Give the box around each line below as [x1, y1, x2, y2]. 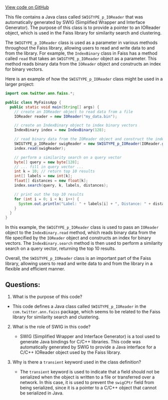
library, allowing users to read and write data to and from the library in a [5, 260, 153, 267]
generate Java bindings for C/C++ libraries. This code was [19, 338, 141, 344]
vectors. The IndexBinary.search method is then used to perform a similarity [5, 240, 162, 246]
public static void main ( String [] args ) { [9, 105, 99, 110]
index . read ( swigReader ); [14, 146, 66, 151]
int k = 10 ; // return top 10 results [14, 169, 95, 174]
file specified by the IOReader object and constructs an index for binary [5, 235, 151, 241]
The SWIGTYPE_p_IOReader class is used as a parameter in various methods [5, 40, 158, 46]
